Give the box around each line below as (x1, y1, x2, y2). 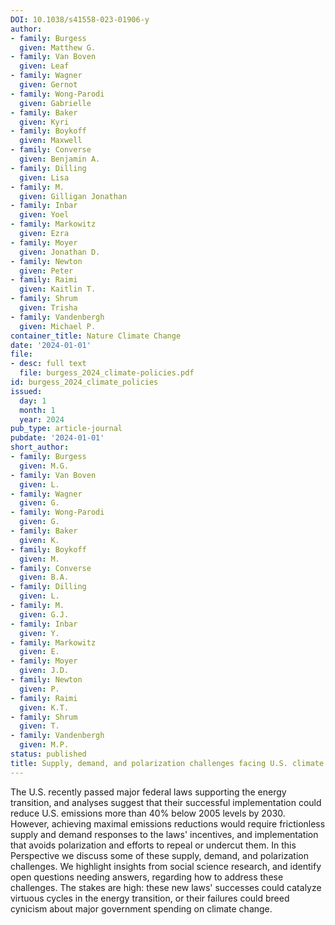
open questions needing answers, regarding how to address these (10, 871, 284, 883)
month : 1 (19, 405, 56, 415)
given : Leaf (19, 61, 70, 71)
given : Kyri (19, 117, 70, 127)
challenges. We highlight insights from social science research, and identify (10, 860, 322, 872)
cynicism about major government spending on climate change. (10, 902, 273, 915)
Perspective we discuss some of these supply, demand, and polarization (10, 849, 309, 861)
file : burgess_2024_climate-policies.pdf (19, 368, 195, 378)
